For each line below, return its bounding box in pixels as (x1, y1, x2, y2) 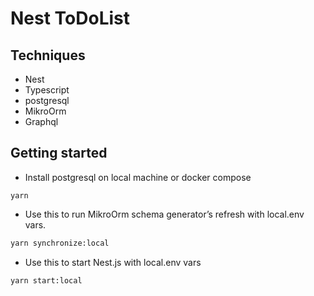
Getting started (10, 145, 108, 162)
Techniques (10, 47, 86, 64)
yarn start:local (10, 275, 83, 286)
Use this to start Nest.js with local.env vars (24, 256, 202, 268)
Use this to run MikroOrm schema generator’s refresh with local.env (24, 208, 305, 220)
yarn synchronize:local (10, 238, 110, 248)
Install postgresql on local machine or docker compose (24, 171, 252, 183)
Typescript (24, 84, 70, 96)
